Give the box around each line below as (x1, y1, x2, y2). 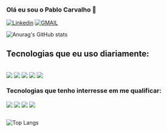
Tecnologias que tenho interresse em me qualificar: (6, 87, 162, 95)
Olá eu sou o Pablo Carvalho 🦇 (6, 5, 97, 14)
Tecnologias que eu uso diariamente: (6, 48, 150, 59)
